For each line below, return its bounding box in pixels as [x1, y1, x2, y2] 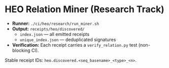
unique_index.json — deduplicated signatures [19, 37, 116, 43]
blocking [12, 47, 31, 53]
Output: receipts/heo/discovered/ [12, 25, 85, 31]
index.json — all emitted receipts [19, 31, 90, 37]
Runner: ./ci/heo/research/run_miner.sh [12, 20, 99, 26]
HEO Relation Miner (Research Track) [5, 4, 164, 15]
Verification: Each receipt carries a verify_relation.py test [12, 42, 138, 48]
